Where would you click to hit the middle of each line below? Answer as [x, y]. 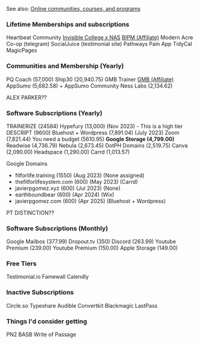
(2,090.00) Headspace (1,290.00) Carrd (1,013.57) [68, 152]
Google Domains [27, 163]
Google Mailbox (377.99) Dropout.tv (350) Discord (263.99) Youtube [91, 242]
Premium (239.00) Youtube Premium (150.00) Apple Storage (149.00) [92, 248]
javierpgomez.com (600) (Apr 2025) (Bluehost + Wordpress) [90, 201]
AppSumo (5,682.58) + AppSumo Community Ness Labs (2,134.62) [90, 86]
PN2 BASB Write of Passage [41, 334]
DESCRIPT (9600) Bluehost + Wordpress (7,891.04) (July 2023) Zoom [93, 132]
